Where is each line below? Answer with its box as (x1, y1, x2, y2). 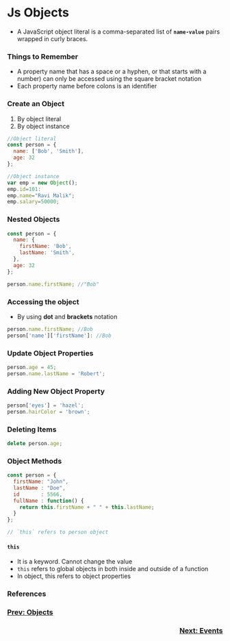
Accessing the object (7, 297, 79, 306)
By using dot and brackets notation (16, 312, 118, 320)
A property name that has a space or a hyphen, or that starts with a (16, 67, 207, 76)
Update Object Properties (7, 348, 94, 357)
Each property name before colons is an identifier (16, 82, 157, 90)
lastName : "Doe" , (13, 484, 66, 491)
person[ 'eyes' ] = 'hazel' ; (7, 402, 84, 409)
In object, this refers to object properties (16, 572, 131, 580)
